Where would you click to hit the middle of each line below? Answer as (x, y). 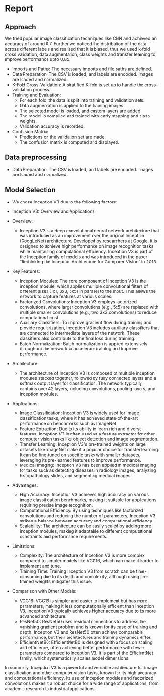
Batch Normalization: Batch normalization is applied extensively (83, 343)
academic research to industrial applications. (50, 688)
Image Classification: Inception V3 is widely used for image (79, 413)
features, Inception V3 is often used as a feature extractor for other (87, 434)
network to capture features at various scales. (66, 296)
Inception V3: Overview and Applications (53, 211)
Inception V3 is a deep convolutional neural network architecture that (89, 230)
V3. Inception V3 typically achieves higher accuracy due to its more (88, 611)
